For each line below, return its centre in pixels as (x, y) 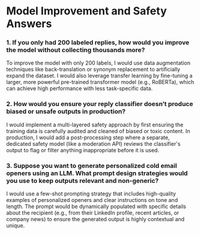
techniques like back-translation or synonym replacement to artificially (93, 70)
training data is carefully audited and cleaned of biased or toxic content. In (98, 131)
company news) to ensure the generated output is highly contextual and (95, 219)
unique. (16, 225)
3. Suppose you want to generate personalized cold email (92, 165)
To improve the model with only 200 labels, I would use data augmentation (98, 63)
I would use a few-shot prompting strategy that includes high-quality (91, 194)
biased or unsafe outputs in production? (66, 112)
